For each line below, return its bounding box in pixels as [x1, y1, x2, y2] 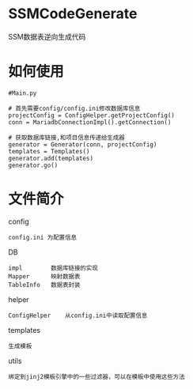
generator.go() [8, 161, 59, 169]
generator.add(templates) [8, 154, 93, 162]
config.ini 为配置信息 [8, 233, 78, 241]
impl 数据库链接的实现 [8, 264, 99, 272]
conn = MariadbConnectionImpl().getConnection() [8, 118, 172, 127]
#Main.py [8, 89, 37, 97]
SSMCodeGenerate [8, 5, 138, 23]
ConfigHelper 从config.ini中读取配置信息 [8, 312, 148, 319]
